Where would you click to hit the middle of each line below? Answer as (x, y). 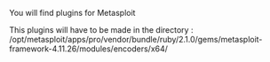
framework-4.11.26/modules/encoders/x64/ (89, 49)
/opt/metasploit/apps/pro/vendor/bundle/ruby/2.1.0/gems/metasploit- (136, 39)
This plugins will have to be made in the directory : (101, 30)
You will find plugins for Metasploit (72, 13)
